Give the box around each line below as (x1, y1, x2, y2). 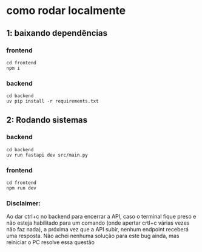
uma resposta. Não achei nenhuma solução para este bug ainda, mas (6, 232, 180, 240)
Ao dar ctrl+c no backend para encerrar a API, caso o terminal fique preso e (6, 213, 197, 220)
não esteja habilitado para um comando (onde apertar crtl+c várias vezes (6, 219, 190, 226)
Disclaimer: (6, 199, 41, 208)
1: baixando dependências (6, 28, 108, 38)
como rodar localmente (6, 4, 126, 18)
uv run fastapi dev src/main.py (6, 152, 88, 158)
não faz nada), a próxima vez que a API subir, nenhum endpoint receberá (6, 226, 189, 233)
